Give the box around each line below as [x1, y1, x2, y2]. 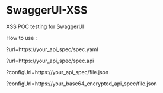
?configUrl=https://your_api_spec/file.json [6, 68, 108, 75]
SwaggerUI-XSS [6, 4, 88, 17]
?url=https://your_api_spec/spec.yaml [6, 45, 98, 53]
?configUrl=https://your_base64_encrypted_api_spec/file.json [6, 80, 157, 87]
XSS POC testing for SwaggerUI [6, 23, 84, 30]
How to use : [6, 34, 37, 41]
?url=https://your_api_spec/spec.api [6, 57, 94, 64]
